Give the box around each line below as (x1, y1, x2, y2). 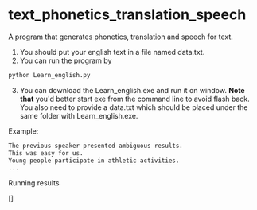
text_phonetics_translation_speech (8, 6, 247, 24)
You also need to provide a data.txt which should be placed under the (19, 102, 248, 112)
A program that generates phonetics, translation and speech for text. (8, 32, 233, 41)
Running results (8, 178, 60, 188)
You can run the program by (19, 56, 112, 65)
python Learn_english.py (8, 71, 91, 79)
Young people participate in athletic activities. (8, 157, 180, 165)
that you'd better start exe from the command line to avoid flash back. (19, 94, 251, 103)
